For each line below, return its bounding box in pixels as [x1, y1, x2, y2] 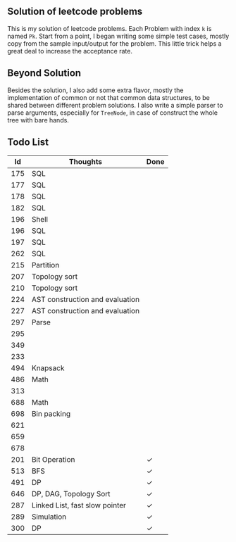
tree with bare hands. [7, 115, 69, 124]
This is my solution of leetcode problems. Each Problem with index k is [7, 24, 212, 32]
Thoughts [68, 157, 103, 167]
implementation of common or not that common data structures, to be [7, 93, 210, 101]
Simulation [31, 512, 67, 522]
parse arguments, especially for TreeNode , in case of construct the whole [7, 108, 218, 117]
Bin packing [31, 409, 71, 419]
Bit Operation [31, 455, 75, 465]
